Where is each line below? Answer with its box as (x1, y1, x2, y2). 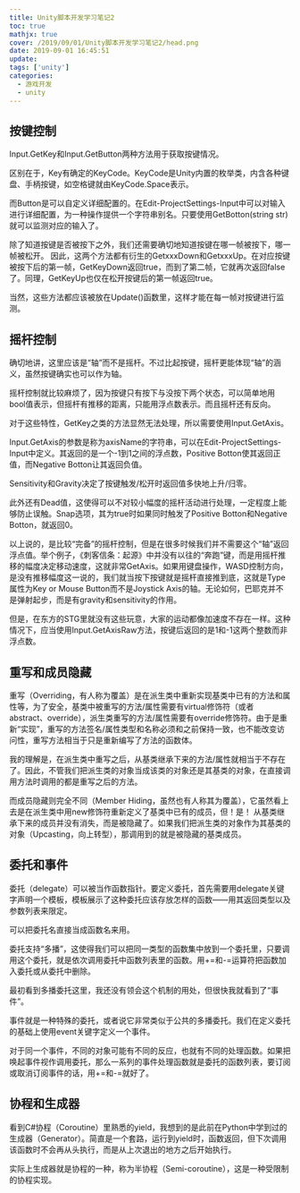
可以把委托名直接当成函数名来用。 (9, 924, 135, 935)
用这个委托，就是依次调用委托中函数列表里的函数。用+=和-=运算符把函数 (9, 954, 279, 965)
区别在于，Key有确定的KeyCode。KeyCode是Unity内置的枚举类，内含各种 (9, 167, 282, 179)
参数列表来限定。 (9, 905, 72, 916)
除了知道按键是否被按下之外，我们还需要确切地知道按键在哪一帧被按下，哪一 (9, 239, 291, 251)
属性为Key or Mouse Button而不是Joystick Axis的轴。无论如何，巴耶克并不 (9, 584, 284, 594)
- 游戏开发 (17, 80, 53, 89)
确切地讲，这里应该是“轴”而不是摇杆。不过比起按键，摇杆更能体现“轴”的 (9, 357, 274, 368)
